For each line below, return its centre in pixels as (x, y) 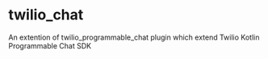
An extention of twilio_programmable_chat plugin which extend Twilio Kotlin (134, 37)
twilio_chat (46, 15)
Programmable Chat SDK (50, 45)
